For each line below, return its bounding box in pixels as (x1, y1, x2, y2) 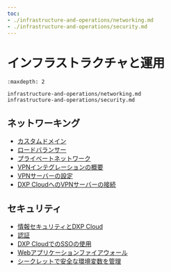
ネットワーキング (7, 117, 81, 129)
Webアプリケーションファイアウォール (17, 248, 128, 257)
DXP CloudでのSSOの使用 (17, 239, 92, 248)
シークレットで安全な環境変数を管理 (17, 257, 122, 265)
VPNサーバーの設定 (17, 171, 73, 180)
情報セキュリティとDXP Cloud (17, 222, 103, 230)
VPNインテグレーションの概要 (17, 163, 104, 171)
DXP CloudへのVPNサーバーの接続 (17, 180, 116, 189)
